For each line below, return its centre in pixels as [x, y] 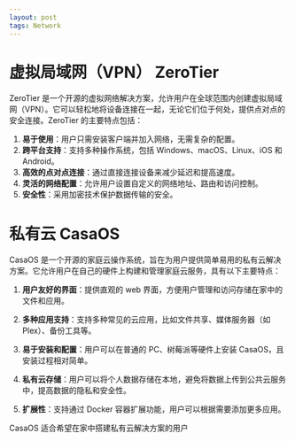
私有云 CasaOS [65, 233]
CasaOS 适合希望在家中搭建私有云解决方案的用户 [99, 428]
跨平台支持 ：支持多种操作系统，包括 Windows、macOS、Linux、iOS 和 [152, 151]
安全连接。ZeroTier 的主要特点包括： [76, 120]
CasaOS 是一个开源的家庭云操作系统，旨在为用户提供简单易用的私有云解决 [145, 260]
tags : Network [35, 26]
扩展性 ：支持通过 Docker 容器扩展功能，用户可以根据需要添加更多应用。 [154, 409]
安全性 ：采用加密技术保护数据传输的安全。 [100, 195]
